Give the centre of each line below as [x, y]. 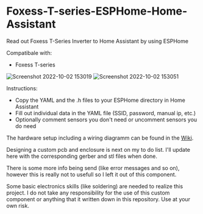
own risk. [18, 205]
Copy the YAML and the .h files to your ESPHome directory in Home [100, 100]
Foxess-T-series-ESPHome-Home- [97, 11]
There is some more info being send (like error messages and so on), [93, 168]
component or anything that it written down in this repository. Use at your [98, 199]
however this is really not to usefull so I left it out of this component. [91, 174]
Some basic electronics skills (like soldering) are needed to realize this [95, 186]
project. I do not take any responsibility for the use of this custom [88, 193]
